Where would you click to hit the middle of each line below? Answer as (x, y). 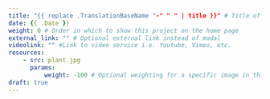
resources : (27, 53)
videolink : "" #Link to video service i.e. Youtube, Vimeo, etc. (120, 46)
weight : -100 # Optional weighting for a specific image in (147, 75)
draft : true (28, 82)
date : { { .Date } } (39, 23)
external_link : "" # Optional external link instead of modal (115, 38)
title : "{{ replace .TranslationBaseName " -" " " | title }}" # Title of (135, 16)
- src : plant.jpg (52, 61)
